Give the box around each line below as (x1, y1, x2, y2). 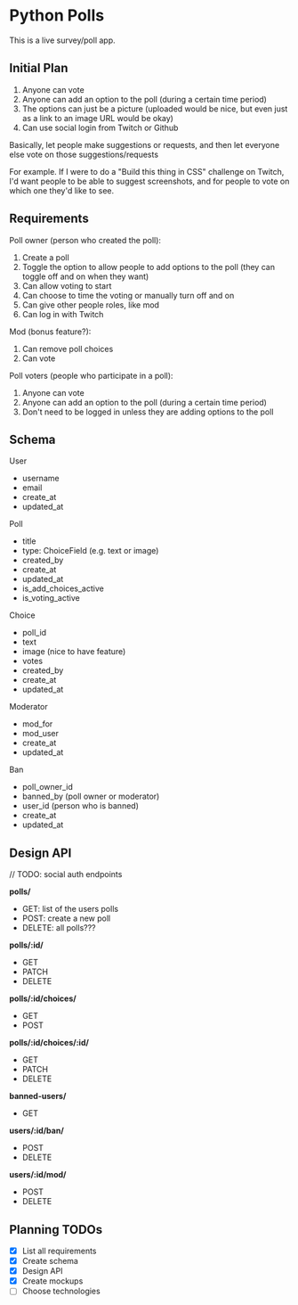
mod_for (21, 718, 53, 729)
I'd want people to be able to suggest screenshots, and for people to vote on (9, 176, 290, 186)
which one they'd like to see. (9, 185, 114, 196)
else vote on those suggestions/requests (9, 149, 158, 160)
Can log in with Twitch (21, 308, 104, 319)
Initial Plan (9, 61, 68, 76)
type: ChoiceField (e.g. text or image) (21, 546, 159, 556)
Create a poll (21, 251, 69, 263)
